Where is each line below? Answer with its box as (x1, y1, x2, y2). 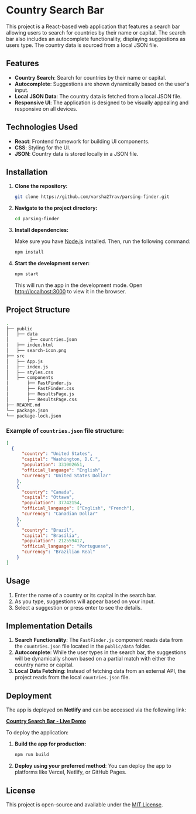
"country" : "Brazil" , (21, 527, 75, 533)
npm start (14, 271, 39, 277)
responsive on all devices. (14, 105, 78, 112)
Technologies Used (6, 122, 78, 132)
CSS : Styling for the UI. (14, 144, 71, 151)
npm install (14, 249, 44, 255)
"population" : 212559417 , (21, 538, 85, 544)
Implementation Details (6, 621, 93, 631)
